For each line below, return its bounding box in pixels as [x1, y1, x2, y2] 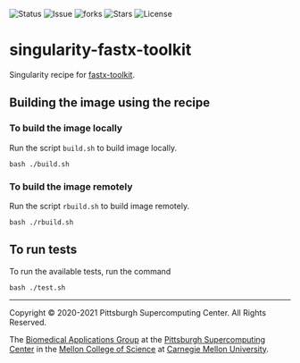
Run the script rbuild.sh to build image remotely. [9, 200, 190, 211]
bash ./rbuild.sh [9, 217, 74, 227]
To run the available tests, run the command [9, 266, 171, 276]
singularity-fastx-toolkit [9, 40, 192, 60]
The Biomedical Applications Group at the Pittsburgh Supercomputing [9, 333, 266, 344]
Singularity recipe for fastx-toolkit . [9, 69, 136, 80]
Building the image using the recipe [9, 95, 211, 111]
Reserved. [9, 317, 47, 327]
